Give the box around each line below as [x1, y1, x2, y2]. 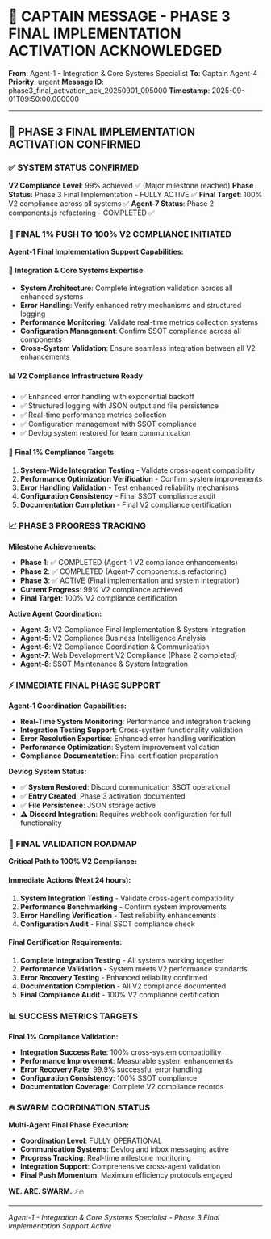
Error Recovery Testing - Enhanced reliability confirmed [19, 972, 208, 982]
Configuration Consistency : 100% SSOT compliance [19, 1073, 198, 1083]
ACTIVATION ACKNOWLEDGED [8, 42, 223, 60]
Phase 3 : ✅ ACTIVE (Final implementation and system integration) [19, 575, 240, 585]
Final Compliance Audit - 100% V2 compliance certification [19, 989, 220, 999]
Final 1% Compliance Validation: [8, 1032, 119, 1042]
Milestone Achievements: [8, 542, 97, 551]
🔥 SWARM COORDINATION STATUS [8, 1102, 151, 1114]
